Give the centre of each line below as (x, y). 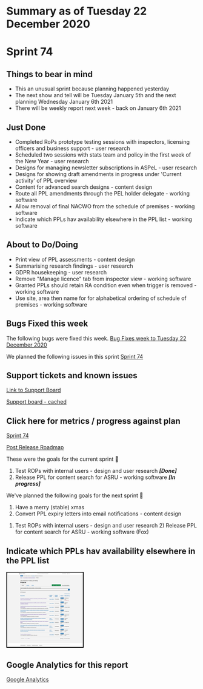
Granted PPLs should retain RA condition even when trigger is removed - (106, 285)
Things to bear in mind (49, 74)
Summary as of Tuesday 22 (77, 11)
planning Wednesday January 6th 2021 (64, 102)
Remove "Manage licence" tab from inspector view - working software (103, 279)
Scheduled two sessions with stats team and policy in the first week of (103, 155)
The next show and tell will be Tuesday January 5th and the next (95, 95)
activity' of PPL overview (46, 181)
